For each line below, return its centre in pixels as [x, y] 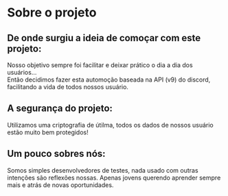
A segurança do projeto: [60, 109]
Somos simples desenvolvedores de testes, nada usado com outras [103, 170]
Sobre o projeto [52, 13]
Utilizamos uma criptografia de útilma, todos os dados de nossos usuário [111, 125]
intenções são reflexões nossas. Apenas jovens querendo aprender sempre [114, 177]
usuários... [22, 72]
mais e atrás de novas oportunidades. [60, 185]
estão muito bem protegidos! [48, 132]
